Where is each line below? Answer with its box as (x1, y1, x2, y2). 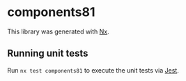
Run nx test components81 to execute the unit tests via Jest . (7, 66, 179, 74)
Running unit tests (7, 47, 88, 59)
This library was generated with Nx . (7, 27, 109, 36)
